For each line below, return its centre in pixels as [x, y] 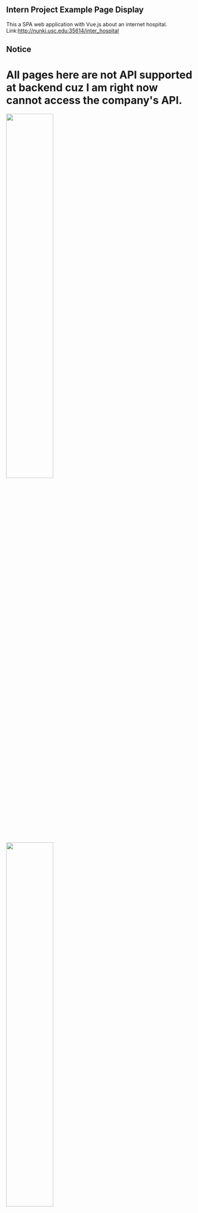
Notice [19, 49]
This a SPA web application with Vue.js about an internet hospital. [87, 24]
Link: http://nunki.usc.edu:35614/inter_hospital [63, 30]
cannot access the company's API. [94, 100]
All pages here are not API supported [99, 75]
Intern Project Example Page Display [75, 10]
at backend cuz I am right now [82, 88]
